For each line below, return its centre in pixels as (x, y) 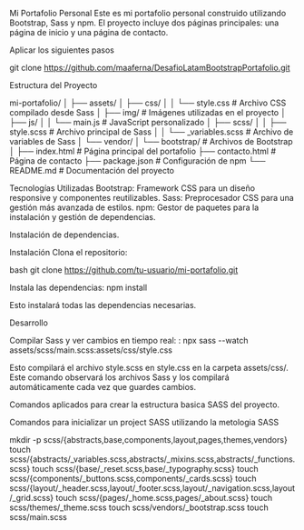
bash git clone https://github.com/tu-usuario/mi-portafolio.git (124, 270)
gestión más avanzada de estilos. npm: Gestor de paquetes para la (134, 207)
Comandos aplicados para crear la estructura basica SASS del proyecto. (144, 405)
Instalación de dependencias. (64, 235)
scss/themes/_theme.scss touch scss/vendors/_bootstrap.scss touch (139, 507)
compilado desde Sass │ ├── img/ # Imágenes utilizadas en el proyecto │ (148, 112)
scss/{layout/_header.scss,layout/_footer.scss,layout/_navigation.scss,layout (152, 488)
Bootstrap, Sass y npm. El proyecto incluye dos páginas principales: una (144, 23)
